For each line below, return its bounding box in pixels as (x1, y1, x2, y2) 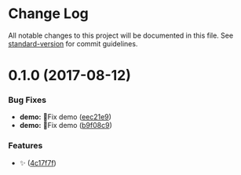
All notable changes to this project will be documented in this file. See (8, 31, 234, 40)
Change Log (8, 5, 89, 23)
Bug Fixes (8, 95, 47, 106)
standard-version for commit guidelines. (8, 38, 138, 48)
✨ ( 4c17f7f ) (19, 158, 57, 167)
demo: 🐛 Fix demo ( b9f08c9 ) (19, 121, 112, 130)
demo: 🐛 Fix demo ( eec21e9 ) (19, 112, 112, 122)
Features (8, 140, 43, 151)
